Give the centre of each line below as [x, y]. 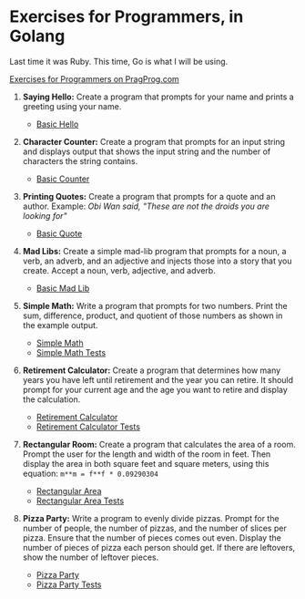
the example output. [60, 325]
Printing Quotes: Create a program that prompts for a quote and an [149, 196]
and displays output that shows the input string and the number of [147, 151]
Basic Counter [63, 179]
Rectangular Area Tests [80, 501]
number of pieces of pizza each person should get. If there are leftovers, [159, 547]
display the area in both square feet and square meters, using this [146, 463]
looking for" [45, 215]
